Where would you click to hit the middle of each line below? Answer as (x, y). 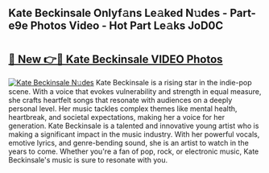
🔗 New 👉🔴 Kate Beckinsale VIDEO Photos (116, 59)
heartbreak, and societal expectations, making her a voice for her (117, 117)
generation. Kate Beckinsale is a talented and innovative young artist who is (134, 126)
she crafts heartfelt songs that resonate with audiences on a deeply (120, 100)
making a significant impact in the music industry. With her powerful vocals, (134, 134)
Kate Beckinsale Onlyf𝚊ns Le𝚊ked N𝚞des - (118, 13)
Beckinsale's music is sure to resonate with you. (88, 160)
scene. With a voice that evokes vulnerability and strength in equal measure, (135, 91)
